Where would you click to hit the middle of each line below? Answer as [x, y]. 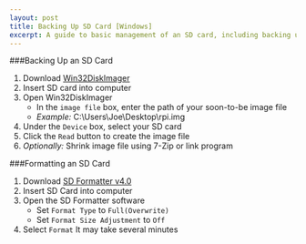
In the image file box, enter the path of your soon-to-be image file [162, 107]
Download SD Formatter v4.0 [77, 181]
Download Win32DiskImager [76, 78]
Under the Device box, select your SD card [102, 127]
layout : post [34, 18]
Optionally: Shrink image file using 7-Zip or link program [128, 146]
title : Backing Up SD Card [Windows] [81, 26]
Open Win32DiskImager [67, 97]
